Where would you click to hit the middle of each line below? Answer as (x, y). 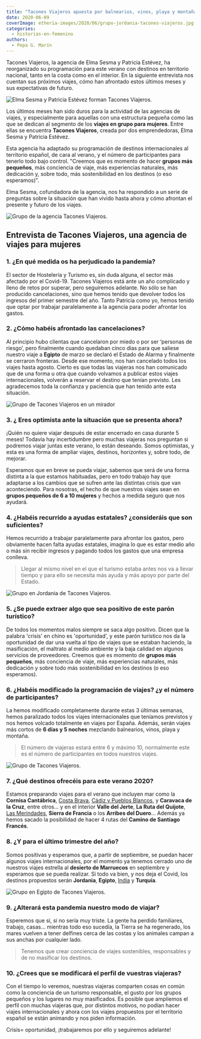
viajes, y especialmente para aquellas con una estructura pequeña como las (100, 117)
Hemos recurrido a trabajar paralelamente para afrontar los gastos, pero (95, 538)
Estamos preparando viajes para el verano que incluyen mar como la (91, 794)
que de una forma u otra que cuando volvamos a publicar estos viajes (92, 374)
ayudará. (17, 502)
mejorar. (16, 459)
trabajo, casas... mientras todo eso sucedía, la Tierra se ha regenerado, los (98, 927)
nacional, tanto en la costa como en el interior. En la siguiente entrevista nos (100, 75)
